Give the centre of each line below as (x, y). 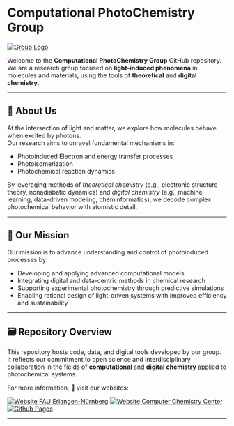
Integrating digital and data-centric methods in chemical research (111, 280)
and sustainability (42, 303)
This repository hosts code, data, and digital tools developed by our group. (114, 352)
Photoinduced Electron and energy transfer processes (95, 156)
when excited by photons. (44, 135)
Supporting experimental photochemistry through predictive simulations (120, 288)
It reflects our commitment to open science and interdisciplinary (99, 360)
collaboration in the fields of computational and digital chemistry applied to (117, 367)
